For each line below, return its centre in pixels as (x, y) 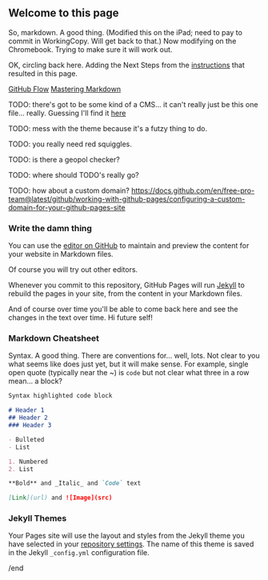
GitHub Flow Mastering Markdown (65, 89)
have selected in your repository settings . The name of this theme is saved (131, 544)
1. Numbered (28, 462)
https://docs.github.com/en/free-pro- (193, 190)
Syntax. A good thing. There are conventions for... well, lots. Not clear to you (134, 356)
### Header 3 (30, 426)
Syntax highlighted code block (60, 396)
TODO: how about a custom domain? (69, 190)
